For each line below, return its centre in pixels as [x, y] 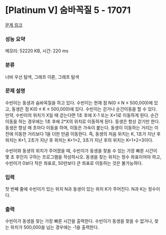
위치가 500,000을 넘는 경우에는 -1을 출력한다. [55, 228]
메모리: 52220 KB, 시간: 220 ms [37, 51]
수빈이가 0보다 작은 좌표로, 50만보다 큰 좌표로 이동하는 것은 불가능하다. [74, 163]
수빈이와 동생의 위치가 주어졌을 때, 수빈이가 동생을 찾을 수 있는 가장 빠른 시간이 [81, 150]
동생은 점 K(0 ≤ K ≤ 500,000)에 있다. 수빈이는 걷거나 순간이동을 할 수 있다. [84, 109]
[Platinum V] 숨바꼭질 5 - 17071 [68, 10]
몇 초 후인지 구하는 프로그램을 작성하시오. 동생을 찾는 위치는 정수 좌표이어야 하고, [83, 157]
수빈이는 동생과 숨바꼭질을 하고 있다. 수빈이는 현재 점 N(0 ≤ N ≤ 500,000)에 [79, 103]
